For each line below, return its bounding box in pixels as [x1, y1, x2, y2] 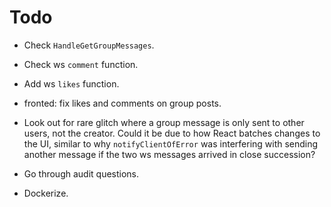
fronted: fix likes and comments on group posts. [23, 97, 222, 109]
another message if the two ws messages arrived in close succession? [23, 148, 316, 160]
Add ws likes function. [23, 77, 120, 90]
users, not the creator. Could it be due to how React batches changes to [23, 127, 321, 139]
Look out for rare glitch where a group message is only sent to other [23, 116, 305, 128]
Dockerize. [23, 187, 69, 199]
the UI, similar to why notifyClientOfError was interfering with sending [23, 137, 319, 150]
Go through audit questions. [23, 167, 140, 180]
